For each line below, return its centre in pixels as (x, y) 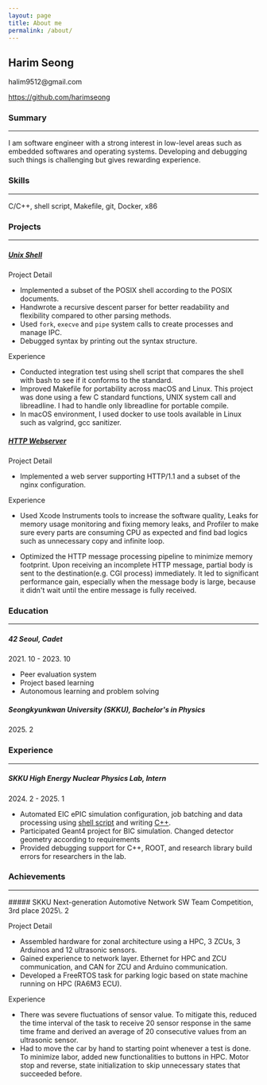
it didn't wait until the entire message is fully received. (108, 591)
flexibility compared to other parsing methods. (96, 316)
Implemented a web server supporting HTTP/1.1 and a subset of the (130, 476)
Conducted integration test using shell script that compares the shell (132, 372)
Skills (19, 181)
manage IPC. (41, 333)
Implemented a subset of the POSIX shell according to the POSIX (126, 291)
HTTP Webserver (37, 441)
